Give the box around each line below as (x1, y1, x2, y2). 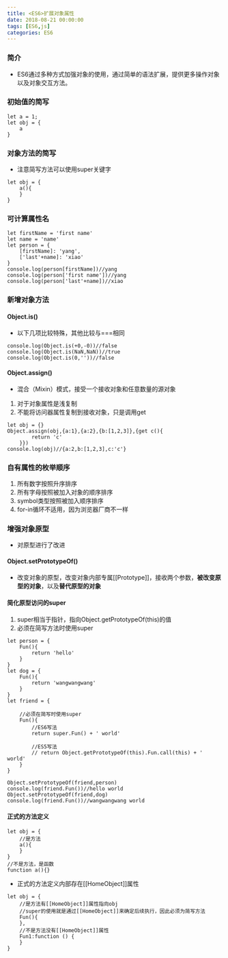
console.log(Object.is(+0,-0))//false (7, 342, 117, 349)
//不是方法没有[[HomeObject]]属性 (19, 926, 109, 934)
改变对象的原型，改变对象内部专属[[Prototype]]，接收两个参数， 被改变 (16, 573, 215, 581)
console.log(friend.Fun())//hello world (7, 785, 124, 792)
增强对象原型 (7, 524, 50, 533)
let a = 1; (7, 113, 38, 120)
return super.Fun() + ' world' (31, 730, 121, 737)
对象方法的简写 (7, 148, 57, 158)
